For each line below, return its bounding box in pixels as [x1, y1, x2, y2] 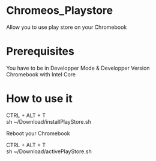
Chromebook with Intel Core [6, 70, 76, 78]
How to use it [6, 92, 73, 106]
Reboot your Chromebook [6, 130, 70, 137]
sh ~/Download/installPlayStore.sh [6, 118, 92, 125]
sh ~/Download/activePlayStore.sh [6, 148, 92, 155]
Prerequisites [6, 44, 75, 58]
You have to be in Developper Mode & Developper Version [6, 64, 150, 71]
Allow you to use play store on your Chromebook [6, 23, 127, 31]
